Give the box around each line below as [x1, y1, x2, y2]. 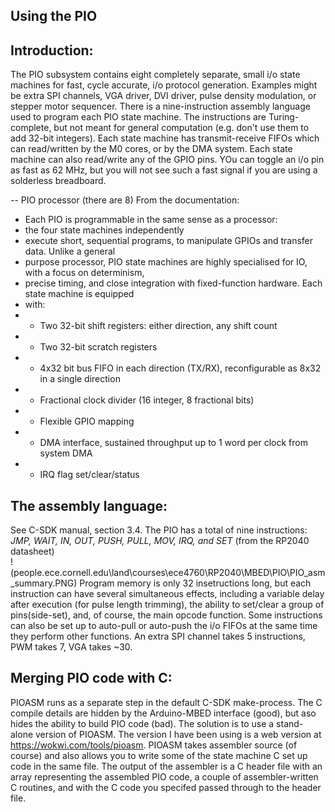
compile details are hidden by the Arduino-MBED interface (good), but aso [10, 707, 317, 719]
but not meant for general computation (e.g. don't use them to [53, 122, 310, 134]
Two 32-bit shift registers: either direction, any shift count [39, 320, 278, 332]
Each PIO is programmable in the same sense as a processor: [24, 214, 278, 226]
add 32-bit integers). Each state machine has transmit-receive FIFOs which [10, 132, 320, 144]
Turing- [268, 111, 300, 123]
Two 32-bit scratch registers [39, 341, 158, 353]
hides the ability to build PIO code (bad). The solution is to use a [10, 717, 275, 729]
